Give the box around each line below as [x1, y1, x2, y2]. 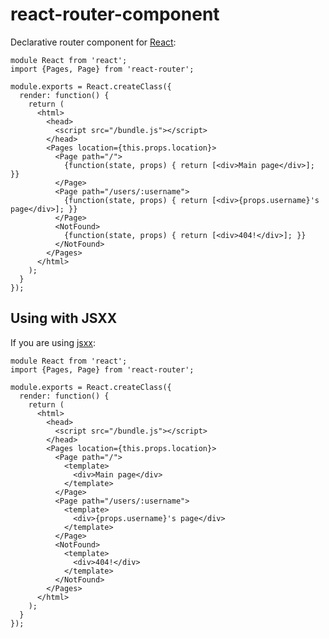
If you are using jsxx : [10, 336, 97, 348]
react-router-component [10, 3, 220, 26]
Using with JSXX [10, 310, 118, 327]
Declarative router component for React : [10, 36, 177, 48]
